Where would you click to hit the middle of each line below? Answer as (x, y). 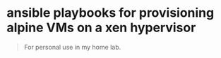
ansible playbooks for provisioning (110, 13)
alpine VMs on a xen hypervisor (101, 28)
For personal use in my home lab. (72, 47)
